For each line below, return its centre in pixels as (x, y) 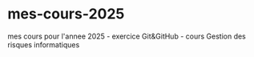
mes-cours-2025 (66, 14)
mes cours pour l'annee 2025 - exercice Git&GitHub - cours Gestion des (127, 36)
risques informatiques (44, 44)
